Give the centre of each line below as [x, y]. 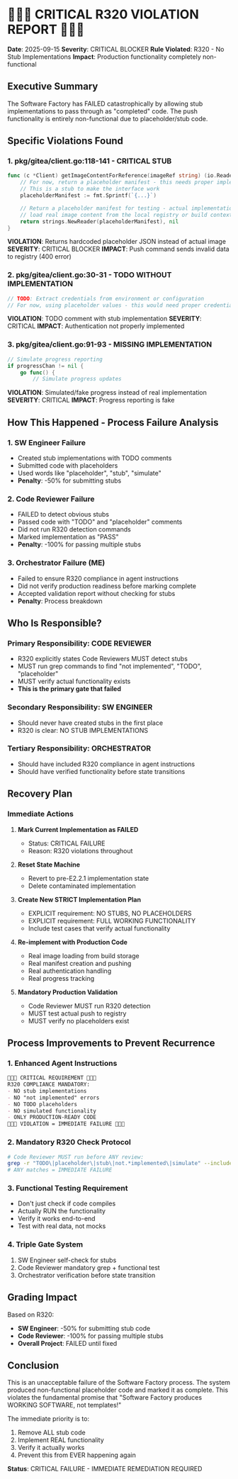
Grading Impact [42, 1297]
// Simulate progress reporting [55, 359]
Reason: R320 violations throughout [80, 850]
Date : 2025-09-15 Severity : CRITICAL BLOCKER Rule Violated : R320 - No [116, 49]
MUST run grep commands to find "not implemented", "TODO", [109, 666]
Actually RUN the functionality [62, 1211]
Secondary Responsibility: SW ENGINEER [80, 707]
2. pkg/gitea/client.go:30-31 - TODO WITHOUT [90, 275]
